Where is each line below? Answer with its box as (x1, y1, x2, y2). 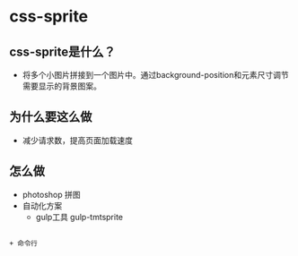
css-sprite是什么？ (9, 44, 117, 59)
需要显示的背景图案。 (22, 81, 101, 91)
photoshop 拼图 (22, 189, 81, 200)
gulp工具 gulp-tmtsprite (35, 211, 124, 222)
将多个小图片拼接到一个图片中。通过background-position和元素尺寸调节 (22, 70, 289, 80)
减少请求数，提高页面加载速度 (22, 134, 133, 145)
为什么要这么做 (9, 109, 92, 124)
